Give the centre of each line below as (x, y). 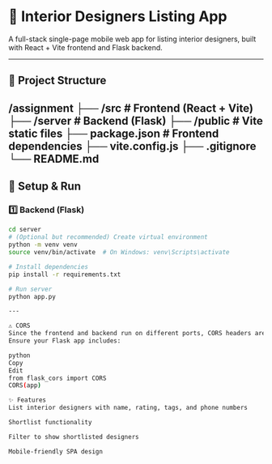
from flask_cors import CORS (57, 378)
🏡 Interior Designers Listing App (118, 17)
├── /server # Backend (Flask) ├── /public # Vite (136, 121)
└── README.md (54, 158)
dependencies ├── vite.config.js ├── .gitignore (132, 146)
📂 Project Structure (57, 81)
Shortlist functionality (50, 423)
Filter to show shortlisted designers (74, 436)
